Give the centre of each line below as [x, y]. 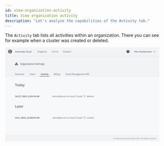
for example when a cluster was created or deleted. [57, 41]
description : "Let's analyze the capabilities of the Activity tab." [78, 21]
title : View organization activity [41, 15]
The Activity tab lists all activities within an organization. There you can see [82, 35]
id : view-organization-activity [38, 10]
